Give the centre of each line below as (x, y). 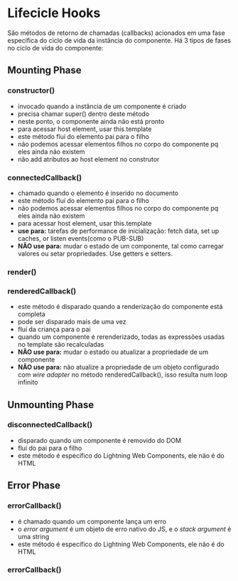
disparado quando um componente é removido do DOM (99, 440)
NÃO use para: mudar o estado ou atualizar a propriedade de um (113, 352)
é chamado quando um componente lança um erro (92, 521)
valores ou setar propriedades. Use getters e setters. (95, 253)
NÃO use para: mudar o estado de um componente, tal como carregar (120, 246)
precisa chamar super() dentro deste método (83, 114)
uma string (33, 536)
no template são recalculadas (61, 345)
